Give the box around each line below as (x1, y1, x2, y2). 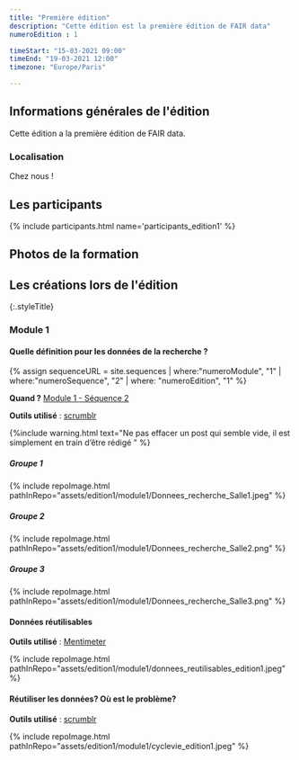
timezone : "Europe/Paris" (9, 63, 106, 72)
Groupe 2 (9, 510, 45, 522)
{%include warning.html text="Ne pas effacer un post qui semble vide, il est (9, 428, 290, 439)
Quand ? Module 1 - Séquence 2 (9, 393, 129, 404)
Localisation (9, 150, 65, 163)
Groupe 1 (9, 458, 43, 469)
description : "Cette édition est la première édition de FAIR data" (9, 22, 271, 31)
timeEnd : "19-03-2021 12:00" (9, 55, 119, 64)
